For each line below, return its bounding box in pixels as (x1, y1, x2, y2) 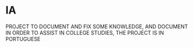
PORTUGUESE (5, 35, 41, 42)
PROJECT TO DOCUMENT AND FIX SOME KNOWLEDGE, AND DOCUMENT (5, 23, 189, 30)
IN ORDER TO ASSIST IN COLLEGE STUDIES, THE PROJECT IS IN (5, 29, 164, 36)
